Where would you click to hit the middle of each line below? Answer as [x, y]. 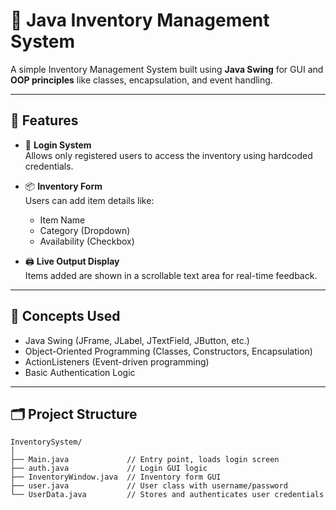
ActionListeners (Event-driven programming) [117, 361]
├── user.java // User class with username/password [149, 486]
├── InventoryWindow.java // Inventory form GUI [116, 477]
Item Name [62, 220]
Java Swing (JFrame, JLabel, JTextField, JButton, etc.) [137, 340]
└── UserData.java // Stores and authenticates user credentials [167, 495]
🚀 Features [44, 120]
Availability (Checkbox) [87, 241]
